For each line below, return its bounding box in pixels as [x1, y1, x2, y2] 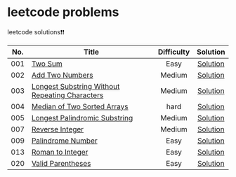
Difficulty [157, 47, 190, 57]
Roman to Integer [31, 147, 88, 157]
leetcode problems [7, 4, 119, 20]
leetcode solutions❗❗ [7, 27, 65, 36]
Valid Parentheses [31, 158, 91, 168]
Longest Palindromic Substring [31, 113, 133, 122]
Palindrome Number [31, 136, 98, 146]
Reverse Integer [31, 124, 84, 134]
